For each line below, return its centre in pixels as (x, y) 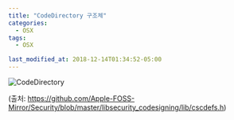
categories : (28, 23)
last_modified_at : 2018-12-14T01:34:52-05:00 (85, 60)
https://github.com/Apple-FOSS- (81, 99)
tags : (17, 38)
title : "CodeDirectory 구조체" (58, 15)
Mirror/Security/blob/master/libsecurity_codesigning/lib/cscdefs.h (116, 107)
